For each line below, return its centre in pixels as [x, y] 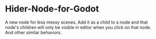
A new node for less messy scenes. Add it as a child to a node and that [77, 22]
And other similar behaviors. [33, 32]
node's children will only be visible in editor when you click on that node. [78, 27]
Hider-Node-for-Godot [52, 9]
